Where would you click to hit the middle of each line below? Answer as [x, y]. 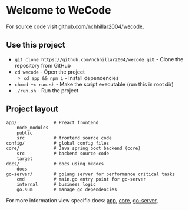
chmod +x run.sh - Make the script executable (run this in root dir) [94, 84]
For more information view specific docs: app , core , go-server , [82, 200]
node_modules [33, 128]
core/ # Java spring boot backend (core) [74, 148]
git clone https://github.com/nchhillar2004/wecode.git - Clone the [99, 59]
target [25, 159]
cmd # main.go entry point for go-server [81, 179]
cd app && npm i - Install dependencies [71, 78]
